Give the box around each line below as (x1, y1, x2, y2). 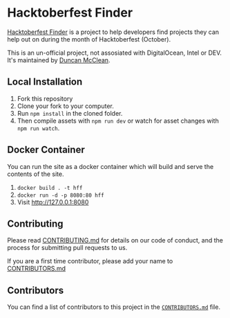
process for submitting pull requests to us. (7, 244, 128, 252)
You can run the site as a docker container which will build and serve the (7, 162, 214, 170)
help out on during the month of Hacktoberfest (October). (7, 35, 171, 43)
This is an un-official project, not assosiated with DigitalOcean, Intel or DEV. (7, 48, 222, 57)
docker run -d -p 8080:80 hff (17, 192, 105, 199)
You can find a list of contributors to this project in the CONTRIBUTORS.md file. (7, 303, 221, 311)
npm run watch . (17, 123, 60, 132)
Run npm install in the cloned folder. (17, 109, 123, 117)
